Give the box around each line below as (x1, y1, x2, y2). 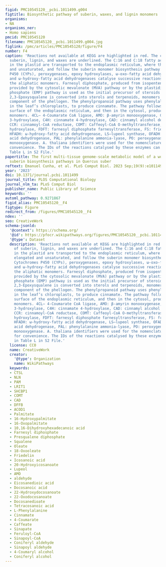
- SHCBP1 (9, 389, 28, 393)
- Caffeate (9, 522, 32, 527)
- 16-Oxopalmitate (9, 421, 48, 426)
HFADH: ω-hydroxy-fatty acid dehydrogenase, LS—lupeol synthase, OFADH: (9, 131, 163, 136)
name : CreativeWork (9, 347, 50, 352)
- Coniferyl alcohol (9, 554, 52, 559)
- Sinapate (9, 526, 32, 531)
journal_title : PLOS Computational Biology (5, 177, 96, 182)
